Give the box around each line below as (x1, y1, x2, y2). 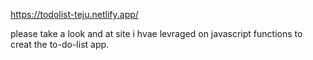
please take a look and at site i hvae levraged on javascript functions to (10, 28, 303, 39)
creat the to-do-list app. (10, 39, 110, 50)
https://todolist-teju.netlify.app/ (10, 9, 139, 20)
